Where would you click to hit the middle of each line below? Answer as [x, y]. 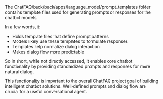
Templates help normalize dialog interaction [56, 47]
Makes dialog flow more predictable [48, 52]
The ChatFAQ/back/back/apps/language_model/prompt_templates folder [78, 7]
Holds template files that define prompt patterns [60, 36]
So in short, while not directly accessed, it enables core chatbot [69, 61]
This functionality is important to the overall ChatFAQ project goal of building [82, 81]
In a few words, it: [23, 27]
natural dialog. [19, 72]
